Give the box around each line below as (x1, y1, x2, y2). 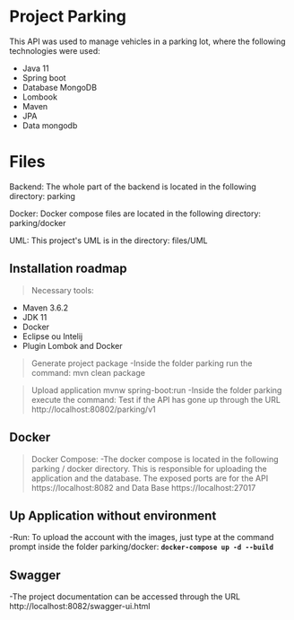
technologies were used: (9, 45, 100, 56)
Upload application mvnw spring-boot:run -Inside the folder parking (30, 384, 282, 396)
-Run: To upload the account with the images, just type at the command (9, 532, 274, 543)
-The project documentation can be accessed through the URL (9, 591, 240, 602)
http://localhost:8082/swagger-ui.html (9, 601, 151, 612)
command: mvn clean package (30, 367, 146, 378)
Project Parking (9, 6, 127, 27)
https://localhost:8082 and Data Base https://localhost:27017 (30, 482, 256, 493)
